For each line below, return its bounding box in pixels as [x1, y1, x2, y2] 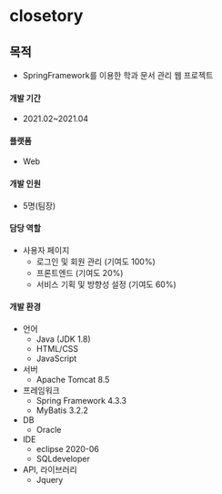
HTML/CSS [35, 344, 79, 355]
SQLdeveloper [35, 453, 91, 465]
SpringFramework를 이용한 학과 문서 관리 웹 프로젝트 [22, 70, 214, 80]
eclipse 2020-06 [35, 444, 100, 455]
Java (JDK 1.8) [35, 334, 91, 345]
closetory [9, 5, 84, 26]
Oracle [35, 425, 62, 436]
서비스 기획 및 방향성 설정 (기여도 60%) [35, 279, 177, 290]
